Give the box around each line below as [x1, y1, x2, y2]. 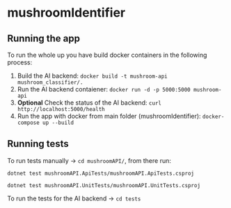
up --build [42, 119, 74, 126]
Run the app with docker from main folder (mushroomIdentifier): [17, 112, 201, 120]
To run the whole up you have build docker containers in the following [7, 51, 207, 59]
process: [7, 58, 33, 67]
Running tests [7, 138, 70, 150]
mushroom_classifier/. [17, 79, 83, 86]
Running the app [7, 33, 80, 44]
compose [17, 119, 40, 126]
